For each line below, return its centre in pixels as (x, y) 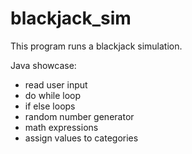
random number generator (79, 116)
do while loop (53, 95)
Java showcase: (43, 65)
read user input (56, 84)
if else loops (50, 106)
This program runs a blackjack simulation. (96, 46)
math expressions (61, 127)
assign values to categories (81, 138)
